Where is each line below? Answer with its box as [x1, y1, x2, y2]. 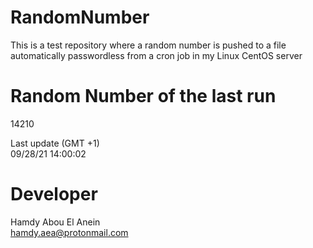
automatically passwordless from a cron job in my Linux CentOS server [10, 49, 303, 61]
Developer [10, 183, 98, 206]
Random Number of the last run [10, 85, 277, 108]
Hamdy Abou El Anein [10, 216, 101, 228]
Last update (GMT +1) [10, 137, 100, 149]
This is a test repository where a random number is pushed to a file [10, 39, 287, 51]
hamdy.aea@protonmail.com [10, 226, 129, 238]
